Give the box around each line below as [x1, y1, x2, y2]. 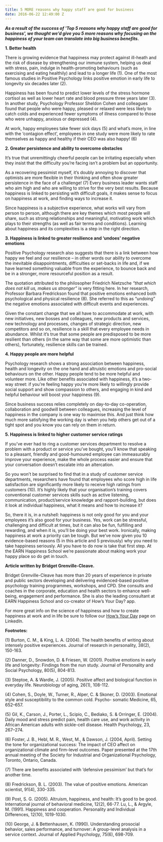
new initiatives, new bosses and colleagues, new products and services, [5, 315, 150, 321]
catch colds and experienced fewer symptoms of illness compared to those [5, 111, 157, 116]
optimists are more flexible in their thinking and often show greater [5, 175, 139, 180]
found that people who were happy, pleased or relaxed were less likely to [5, 106, 152, 111]
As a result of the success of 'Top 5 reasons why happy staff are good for [5, 25, 158, 31]
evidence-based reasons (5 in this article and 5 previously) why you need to [5, 537, 158, 543]
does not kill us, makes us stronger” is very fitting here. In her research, [5, 285, 149, 291]
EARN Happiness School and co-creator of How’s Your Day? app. [5, 598, 136, 604]
